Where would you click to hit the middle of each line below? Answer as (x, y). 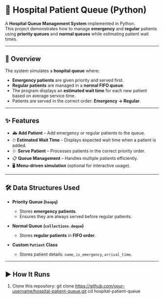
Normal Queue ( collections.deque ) (48, 226)
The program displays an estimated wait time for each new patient (80, 90)
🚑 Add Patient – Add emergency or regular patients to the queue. (79, 133)
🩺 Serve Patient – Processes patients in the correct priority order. (79, 151)
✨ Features (22, 121)
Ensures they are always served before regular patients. (76, 217)
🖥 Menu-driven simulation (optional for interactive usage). (71, 165)
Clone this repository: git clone (43, 286)
